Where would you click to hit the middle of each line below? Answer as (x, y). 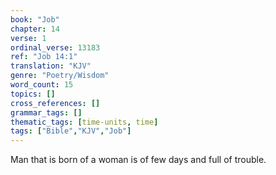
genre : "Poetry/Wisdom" (60, 76)
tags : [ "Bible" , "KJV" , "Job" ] (71, 131)
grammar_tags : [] (46, 112)
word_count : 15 (42, 85)
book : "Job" (35, 19)
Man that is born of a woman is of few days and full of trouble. (138, 160)
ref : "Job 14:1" (44, 57)
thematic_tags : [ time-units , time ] (84, 122)
